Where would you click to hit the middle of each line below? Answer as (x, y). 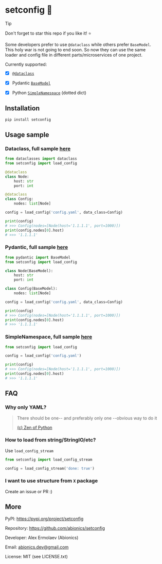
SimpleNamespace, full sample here (49, 337)
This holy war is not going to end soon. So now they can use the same (75, 50)
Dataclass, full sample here (38, 148)
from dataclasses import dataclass (41, 159)
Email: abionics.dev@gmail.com (37, 547)
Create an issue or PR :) (29, 491)
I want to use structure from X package (52, 481)
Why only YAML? (26, 407)
